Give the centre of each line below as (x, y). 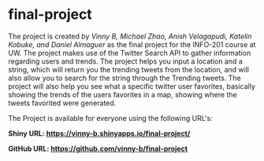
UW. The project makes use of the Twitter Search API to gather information (130, 53)
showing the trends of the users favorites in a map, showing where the (123, 94)
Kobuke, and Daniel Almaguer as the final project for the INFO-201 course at (132, 44)
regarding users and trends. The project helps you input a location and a (125, 61)
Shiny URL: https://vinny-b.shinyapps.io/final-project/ (99, 133)
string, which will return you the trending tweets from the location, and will (129, 69)
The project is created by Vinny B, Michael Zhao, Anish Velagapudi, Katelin (130, 36)
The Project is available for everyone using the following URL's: (110, 118)
